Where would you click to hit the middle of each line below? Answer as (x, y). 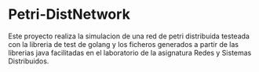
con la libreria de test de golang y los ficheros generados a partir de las (124, 44)
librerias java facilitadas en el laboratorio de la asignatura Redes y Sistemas (130, 52)
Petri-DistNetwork (69, 14)
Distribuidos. (29, 61)
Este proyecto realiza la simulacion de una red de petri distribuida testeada (129, 36)
